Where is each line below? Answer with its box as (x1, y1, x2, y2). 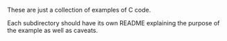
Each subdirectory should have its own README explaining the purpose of (7, 19, 220, 27)
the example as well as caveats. (7, 27, 99, 34)
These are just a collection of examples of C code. (7, 6, 151, 14)
